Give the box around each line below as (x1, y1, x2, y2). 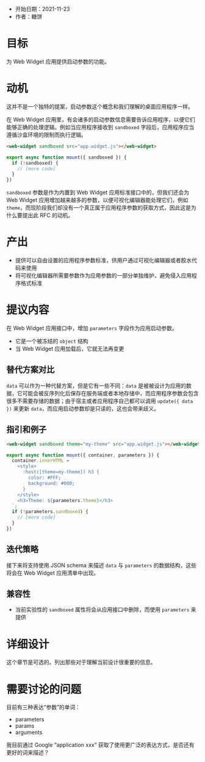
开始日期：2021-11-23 (15, 5, 70, 12)
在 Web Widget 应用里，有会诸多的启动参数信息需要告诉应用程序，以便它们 (6, 115, 195, 123)
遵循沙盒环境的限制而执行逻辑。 (6, 131, 87, 138)
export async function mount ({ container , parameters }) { (6, 452, 160, 458)
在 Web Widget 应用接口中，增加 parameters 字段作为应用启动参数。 (6, 325, 178, 331)
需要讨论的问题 (6, 682, 82, 696)
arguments (15, 728, 43, 736)
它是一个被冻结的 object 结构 (15, 337, 88, 345)
